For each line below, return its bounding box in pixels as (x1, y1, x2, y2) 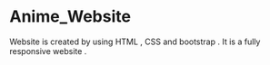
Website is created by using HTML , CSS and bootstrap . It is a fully (9, 36, 261, 47)
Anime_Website (9, 6, 132, 27)
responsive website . (9, 45, 87, 56)
